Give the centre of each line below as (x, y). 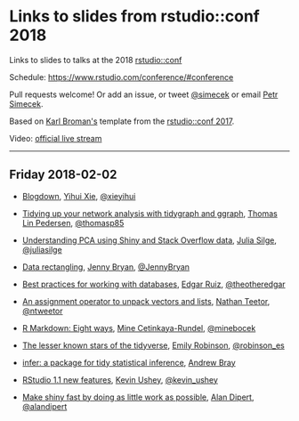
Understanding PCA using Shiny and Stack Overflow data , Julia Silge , (149, 240)
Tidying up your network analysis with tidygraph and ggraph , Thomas (149, 213)
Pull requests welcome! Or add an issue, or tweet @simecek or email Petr (144, 94)
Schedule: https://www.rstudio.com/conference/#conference (121, 77)
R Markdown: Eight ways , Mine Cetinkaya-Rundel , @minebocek (139, 328)
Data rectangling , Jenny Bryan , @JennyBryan (105, 267)
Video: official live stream (56, 138)
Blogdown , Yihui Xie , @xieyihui (79, 196)
